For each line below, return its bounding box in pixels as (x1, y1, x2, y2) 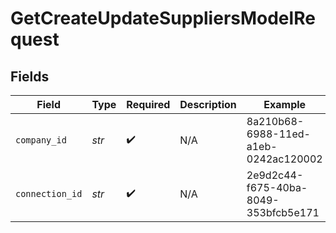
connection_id (15, 188, 83, 199)
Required (126, 98, 171, 111)
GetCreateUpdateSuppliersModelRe (10, 7, 316, 30)
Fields (10, 68, 50, 85)
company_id (15, 135, 67, 146)
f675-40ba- (246, 181, 308, 194)
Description (179, 98, 237, 111)
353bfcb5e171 (246, 206, 320, 219)
